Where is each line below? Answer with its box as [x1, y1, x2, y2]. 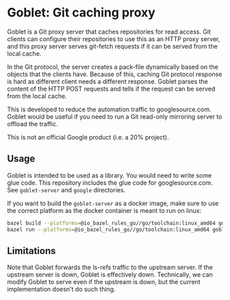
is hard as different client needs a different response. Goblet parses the [7, 77, 209, 85]
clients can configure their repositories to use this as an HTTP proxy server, [7, 34, 220, 43]
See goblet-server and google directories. [7, 185, 126, 194]
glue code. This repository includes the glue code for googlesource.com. [7, 178, 214, 187]
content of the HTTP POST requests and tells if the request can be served [7, 84, 216, 93]
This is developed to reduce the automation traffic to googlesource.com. [7, 105, 212, 113]
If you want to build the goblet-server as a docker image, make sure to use [7, 199, 219, 207]
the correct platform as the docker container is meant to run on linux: [7, 206, 202, 214]
